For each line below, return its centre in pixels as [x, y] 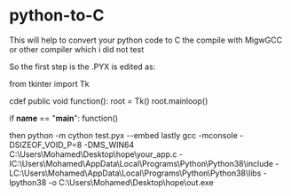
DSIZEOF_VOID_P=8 [46, 145]
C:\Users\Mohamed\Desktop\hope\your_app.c [93, 154]
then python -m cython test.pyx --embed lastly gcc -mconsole [123, 135]
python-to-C [57, 16]
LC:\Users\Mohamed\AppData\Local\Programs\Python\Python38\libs [135, 173]
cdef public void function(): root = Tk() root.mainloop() [109, 101]
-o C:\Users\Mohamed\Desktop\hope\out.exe [131, 182]
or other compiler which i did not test [77, 49]
